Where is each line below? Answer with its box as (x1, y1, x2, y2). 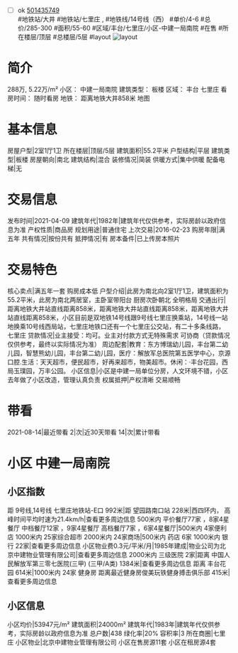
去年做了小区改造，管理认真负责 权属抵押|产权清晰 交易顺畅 (7, 375, 181, 384)
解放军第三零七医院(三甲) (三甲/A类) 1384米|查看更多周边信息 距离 (13, 559, 206, 568)
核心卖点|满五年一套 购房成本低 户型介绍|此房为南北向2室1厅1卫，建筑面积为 (7, 286, 229, 295)
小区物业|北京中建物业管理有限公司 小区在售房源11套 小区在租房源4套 (15, 637, 216, 646)
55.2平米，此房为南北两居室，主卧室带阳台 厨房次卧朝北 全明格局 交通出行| (7, 295, 227, 304)
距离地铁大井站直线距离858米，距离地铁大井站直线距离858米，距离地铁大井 (7, 304, 229, 313)
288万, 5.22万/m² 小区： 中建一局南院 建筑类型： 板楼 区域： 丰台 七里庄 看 (7, 85, 227, 93)
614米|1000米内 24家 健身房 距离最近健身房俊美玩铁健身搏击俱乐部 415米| (15, 568, 230, 576)
